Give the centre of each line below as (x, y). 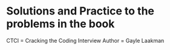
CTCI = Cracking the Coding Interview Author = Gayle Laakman (85, 40)
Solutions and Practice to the (80, 11)
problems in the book (60, 24)
